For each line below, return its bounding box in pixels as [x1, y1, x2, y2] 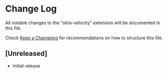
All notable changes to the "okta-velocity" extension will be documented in [5, 20, 160, 26]
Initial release [12, 62, 40, 68]
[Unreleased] [5, 49, 48, 58]
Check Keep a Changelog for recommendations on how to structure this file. [5, 35, 163, 41]
